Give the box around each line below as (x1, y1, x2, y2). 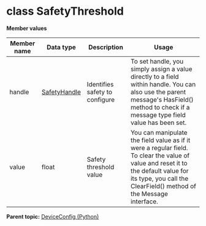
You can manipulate (131, 128, 188, 137)
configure (86, 95, 115, 104)
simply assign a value (131, 64, 193, 73)
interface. (131, 197, 158, 206)
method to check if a (131, 103, 190, 111)
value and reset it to (131, 159, 188, 167)
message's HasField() (131, 95, 194, 104)
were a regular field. (131, 143, 188, 152)
